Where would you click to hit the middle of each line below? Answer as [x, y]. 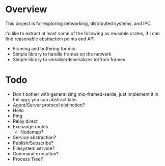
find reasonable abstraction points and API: [51, 39]
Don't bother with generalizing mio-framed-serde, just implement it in [86, 94]
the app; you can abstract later [45, 99]
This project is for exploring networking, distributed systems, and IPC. [79, 23]
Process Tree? [28, 159]
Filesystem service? [34, 148]
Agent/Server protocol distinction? [49, 105]
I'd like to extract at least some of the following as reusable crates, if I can [83, 33]
